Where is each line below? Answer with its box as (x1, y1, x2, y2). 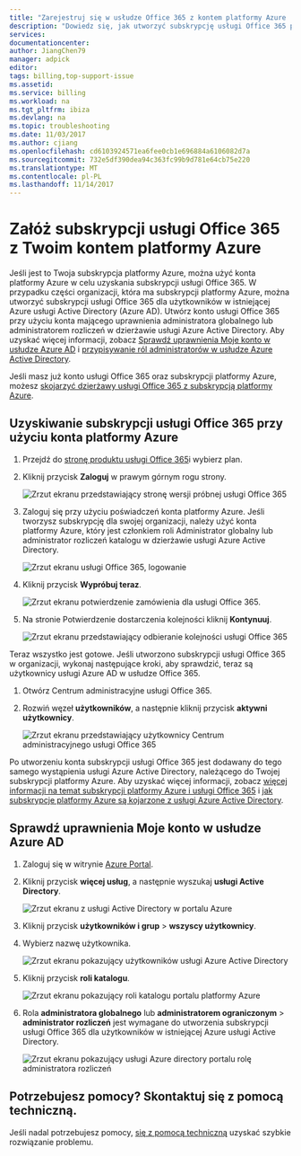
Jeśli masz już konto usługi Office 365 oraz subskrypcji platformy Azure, (9, 371, 278, 382)
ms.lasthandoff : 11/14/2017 (9, 181, 115, 190)
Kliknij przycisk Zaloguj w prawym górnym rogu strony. (21, 471, 227, 481)
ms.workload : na (9, 96, 70, 106)
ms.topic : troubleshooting (9, 122, 110, 131)
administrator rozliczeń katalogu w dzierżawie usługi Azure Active (21, 534, 266, 545)
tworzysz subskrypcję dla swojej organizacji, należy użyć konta (21, 516, 257, 526)
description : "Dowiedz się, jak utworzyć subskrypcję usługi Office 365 (9, 22, 287, 31)
